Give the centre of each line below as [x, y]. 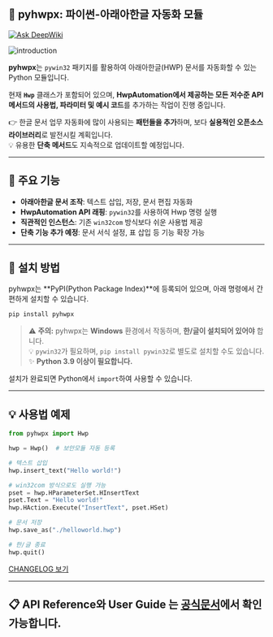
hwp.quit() [27, 552]
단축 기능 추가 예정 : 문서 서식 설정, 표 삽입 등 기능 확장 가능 [113, 232]
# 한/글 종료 [27, 544]
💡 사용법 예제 [39, 414]
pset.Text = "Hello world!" [56, 500]
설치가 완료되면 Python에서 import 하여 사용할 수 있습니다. [100, 379]
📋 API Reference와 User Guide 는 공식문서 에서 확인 [135, 605]
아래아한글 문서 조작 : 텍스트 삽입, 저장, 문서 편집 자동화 [106, 201]
